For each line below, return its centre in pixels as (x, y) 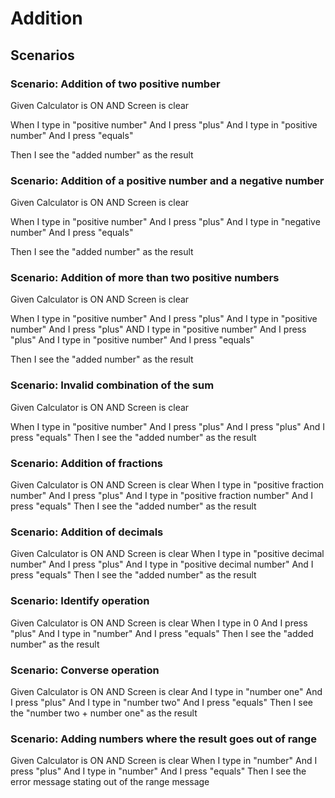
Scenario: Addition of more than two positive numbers (145, 278)
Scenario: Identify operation (80, 601)
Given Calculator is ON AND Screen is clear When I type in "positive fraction (167, 485)
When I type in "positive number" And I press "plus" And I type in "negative (165, 222)
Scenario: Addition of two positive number (115, 84)
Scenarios (42, 55)
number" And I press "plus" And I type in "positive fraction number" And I (161, 496)
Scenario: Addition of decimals (87, 532)
